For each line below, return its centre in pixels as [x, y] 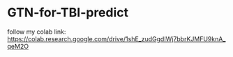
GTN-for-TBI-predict [68, 13]
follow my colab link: [37, 32]
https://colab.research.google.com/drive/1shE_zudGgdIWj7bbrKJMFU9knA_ [116, 38]
